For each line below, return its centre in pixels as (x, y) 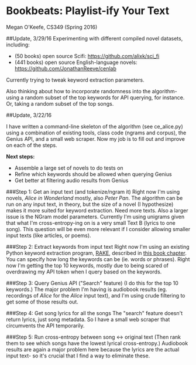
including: (18, 45)
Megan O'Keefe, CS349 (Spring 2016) (52, 27)
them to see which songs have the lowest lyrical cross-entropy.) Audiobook (97, 343)
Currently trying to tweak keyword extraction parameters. (75, 80)
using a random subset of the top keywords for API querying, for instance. (95, 97)
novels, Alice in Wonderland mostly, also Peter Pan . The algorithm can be (94, 198)
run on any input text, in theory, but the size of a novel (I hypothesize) (90, 204)
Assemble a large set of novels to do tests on (69, 168)
